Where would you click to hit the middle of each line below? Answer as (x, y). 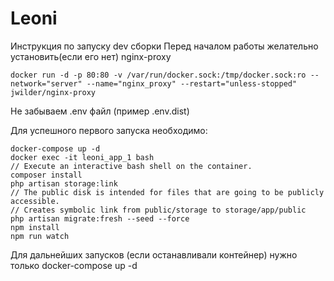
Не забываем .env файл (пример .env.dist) (100, 111)
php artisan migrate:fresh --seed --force (100, 218)
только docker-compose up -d (74, 265)
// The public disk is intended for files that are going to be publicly (167, 192)
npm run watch (40, 236)
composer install (46, 175)
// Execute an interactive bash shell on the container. (131, 166)
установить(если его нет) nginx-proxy (91, 56)
